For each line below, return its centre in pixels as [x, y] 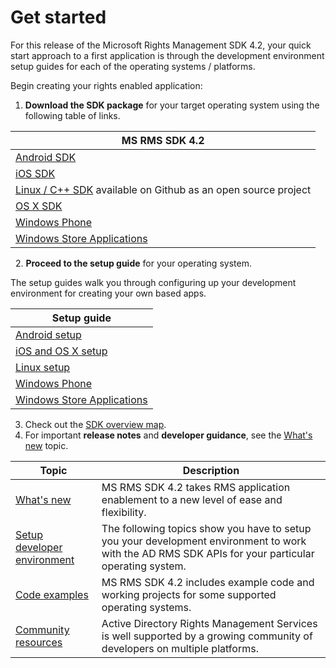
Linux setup [43, 367]
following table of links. [72, 115]
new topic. [46, 445]
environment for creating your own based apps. [108, 293]
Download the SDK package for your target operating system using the [172, 105]
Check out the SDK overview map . [95, 424]
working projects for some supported [189, 594]
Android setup [48, 334]
